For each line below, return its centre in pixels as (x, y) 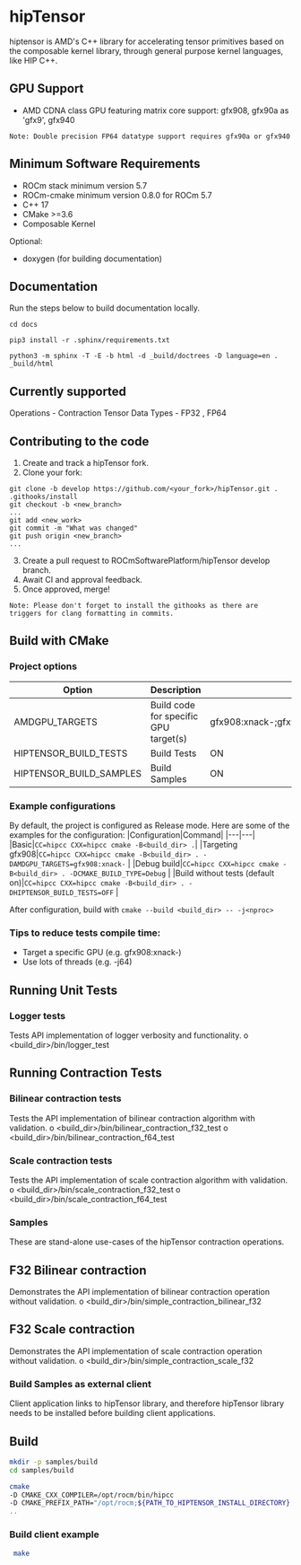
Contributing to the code (79, 441)
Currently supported (68, 391)
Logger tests (38, 1015)
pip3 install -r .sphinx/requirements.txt (90, 340)
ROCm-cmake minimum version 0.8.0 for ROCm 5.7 (117, 195)
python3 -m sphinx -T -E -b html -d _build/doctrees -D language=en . (144, 356)
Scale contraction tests (61, 1160)
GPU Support (47, 88)
